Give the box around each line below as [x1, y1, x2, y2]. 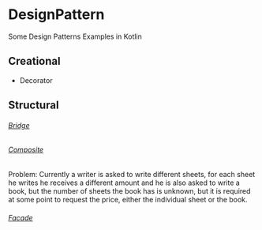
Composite [8, 145, 44, 155]
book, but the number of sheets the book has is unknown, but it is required [8, 186, 251, 195]
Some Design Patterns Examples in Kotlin [8, 32, 142, 41]
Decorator [19, 75, 53, 85]
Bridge [8, 120, 30, 130]
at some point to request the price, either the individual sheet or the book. [8, 194, 248, 204]
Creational [8, 55, 61, 68]
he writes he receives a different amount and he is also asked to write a [8, 178, 241, 187]
